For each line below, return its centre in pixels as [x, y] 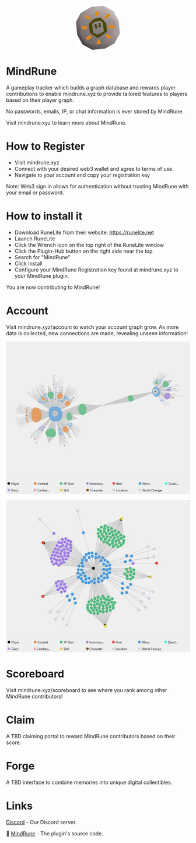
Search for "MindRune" [43, 257]
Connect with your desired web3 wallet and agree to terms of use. [94, 168]
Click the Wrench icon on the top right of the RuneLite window [89, 245]
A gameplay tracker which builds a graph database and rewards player [91, 87]
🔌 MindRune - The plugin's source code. [55, 833]
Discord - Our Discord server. [41, 822]
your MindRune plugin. [42, 276]
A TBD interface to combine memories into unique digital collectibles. [89, 782]
